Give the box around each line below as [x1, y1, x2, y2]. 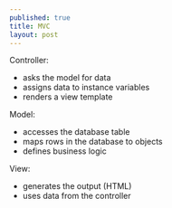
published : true [9, 13, 71, 23]
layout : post [9, 30, 59, 39]
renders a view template [22, 91, 113, 102]
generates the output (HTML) [22, 181, 132, 192]
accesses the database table [22, 127, 130, 137]
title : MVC [9, 22, 51, 31]
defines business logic [22, 146, 107, 156]
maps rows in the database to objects [22, 137, 163, 147]
